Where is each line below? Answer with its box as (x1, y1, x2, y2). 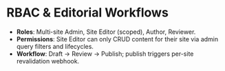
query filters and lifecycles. (16, 42, 94, 50)
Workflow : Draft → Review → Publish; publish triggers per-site (16, 50, 194, 58)
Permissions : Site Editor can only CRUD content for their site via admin (16, 34, 219, 43)
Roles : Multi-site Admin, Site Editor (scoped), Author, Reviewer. (16, 28, 196, 36)
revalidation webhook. (16, 57, 80, 65)
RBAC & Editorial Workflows (6, 5, 169, 21)
